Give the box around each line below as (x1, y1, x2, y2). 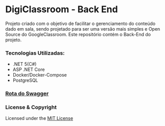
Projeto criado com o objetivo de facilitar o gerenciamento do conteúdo (5, 20, 156, 27)
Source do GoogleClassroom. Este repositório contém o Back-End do (5, 31, 151, 37)
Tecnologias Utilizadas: (5, 49, 65, 57)
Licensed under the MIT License (5, 115, 73, 121)
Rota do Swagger (5, 90, 49, 97)
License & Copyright (5, 104, 57, 111)
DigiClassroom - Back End (5, 4, 119, 15)
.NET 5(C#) (12, 61, 37, 67)
